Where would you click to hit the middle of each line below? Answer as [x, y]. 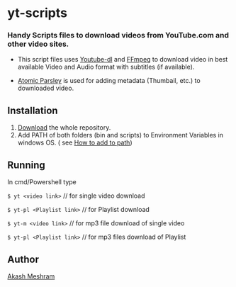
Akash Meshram [31, 276]
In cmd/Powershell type [42, 182]
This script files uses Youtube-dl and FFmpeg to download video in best [123, 60]
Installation [33, 110]
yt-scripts [37, 13]
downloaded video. [46, 88]
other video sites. [38, 44]
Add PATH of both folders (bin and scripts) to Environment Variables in [120, 135]
